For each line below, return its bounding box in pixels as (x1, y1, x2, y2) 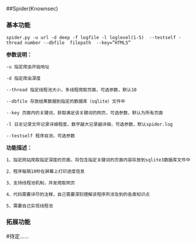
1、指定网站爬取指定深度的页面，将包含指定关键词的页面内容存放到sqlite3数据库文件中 (6, 157, 191, 163)
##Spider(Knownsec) (6, 5, 58, 12)
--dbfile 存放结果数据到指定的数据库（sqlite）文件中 (6, 98, 126, 104)
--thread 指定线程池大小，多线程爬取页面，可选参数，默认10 (6, 87, 137, 93)
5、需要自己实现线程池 (6, 203, 53, 209)
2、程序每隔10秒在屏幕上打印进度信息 (6, 168, 85, 174)
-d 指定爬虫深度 (6, 75, 41, 82)
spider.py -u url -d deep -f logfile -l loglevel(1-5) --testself (6, 35, 176, 41)
